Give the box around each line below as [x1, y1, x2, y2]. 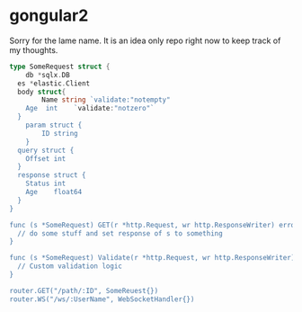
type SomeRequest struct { [9, 62, 111, 71]
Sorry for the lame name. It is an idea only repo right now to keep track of [9, 35, 281, 46]
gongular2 [9, 5, 89, 26]
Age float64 [25, 188, 83, 197]
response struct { [17, 171, 87, 180]
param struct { [25, 120, 83, 130]
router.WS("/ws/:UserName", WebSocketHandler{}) [9, 294, 195, 304]
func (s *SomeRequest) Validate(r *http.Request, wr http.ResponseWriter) [9, 254, 296, 263]
